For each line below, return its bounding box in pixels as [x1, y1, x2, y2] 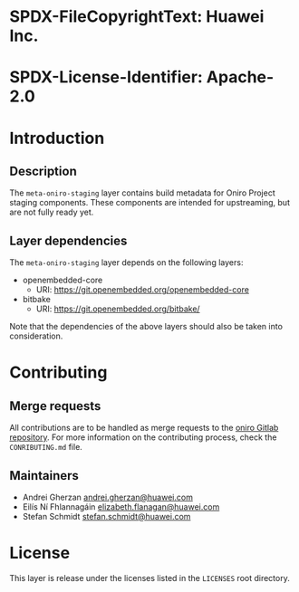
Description [9, 163, 77, 178]
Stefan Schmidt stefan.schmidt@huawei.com [22, 511, 191, 521]
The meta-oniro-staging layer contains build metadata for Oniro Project [9, 187, 275, 198]
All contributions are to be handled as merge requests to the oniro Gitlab [9, 423, 279, 434]
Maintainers [9, 468, 80, 483]
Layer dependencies [9, 233, 128, 248]
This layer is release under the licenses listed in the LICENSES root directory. [9, 572, 290, 583]
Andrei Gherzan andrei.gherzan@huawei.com [22, 492, 193, 502]
